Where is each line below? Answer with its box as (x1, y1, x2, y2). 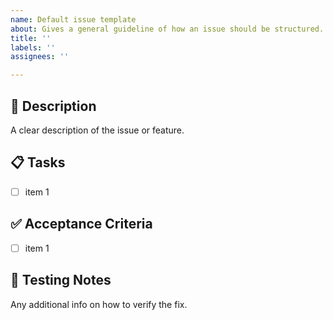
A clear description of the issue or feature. (10, 124, 185, 136)
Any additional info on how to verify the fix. (10, 298, 188, 310)
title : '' (10, 33, 52, 43)
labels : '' (10, 42, 56, 53)
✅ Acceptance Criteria (10, 216, 153, 233)
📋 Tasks (10, 154, 66, 171)
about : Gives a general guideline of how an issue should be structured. (10, 24, 325, 34)
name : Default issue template (10, 14, 137, 25)
